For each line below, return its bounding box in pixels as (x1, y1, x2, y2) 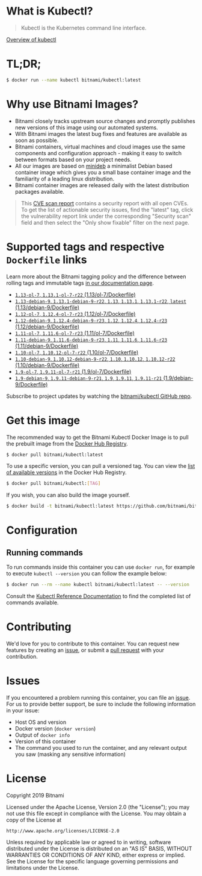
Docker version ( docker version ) (14, 724, 96, 732)
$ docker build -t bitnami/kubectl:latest (6, 503, 114, 510)
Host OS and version (14, 718, 67, 726)
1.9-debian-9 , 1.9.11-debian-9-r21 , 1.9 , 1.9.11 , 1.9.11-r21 (14, 374, 162, 382)
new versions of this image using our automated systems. (14, 124, 158, 131)
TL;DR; (6, 57, 41, 71)
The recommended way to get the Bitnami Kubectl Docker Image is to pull (6, 433, 189, 441)
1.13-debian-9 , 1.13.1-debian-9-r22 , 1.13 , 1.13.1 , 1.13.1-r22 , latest (14, 297, 186, 304)
